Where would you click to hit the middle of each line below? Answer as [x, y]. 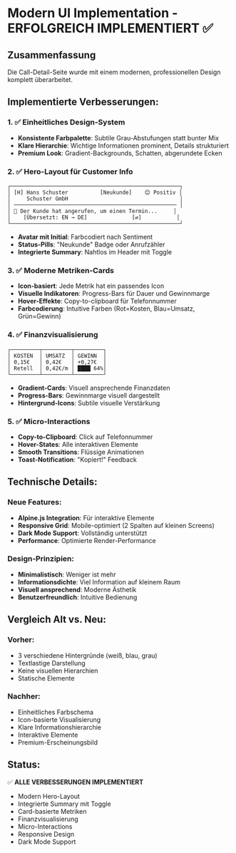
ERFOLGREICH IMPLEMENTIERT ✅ [111, 28]
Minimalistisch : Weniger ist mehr [67, 574]
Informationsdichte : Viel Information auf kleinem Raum [99, 581]
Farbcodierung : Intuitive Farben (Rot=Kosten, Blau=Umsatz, [106, 309]
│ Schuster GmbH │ [95, 198]
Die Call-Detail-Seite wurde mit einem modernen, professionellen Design [114, 72]
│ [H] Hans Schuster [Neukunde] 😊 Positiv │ [95, 192]
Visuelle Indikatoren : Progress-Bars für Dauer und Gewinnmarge [114, 294]
